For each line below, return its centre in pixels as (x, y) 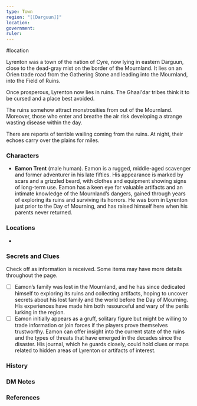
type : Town (19, 12)
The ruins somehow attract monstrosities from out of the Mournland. (89, 110)
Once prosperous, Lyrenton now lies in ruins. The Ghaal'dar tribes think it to (98, 92)
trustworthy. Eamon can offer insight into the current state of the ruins (100, 331)
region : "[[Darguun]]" (34, 17)
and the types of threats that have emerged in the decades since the (98, 338)
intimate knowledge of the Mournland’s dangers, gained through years (100, 194)
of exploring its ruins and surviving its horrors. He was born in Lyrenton (101, 200)
